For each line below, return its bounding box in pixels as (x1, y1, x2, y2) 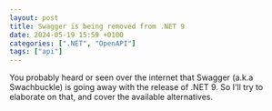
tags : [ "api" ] (9, 47, 64, 56)
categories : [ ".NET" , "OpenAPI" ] (9, 38, 136, 48)
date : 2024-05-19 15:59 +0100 (9, 30, 125, 39)
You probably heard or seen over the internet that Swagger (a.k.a (9, 72, 254, 83)
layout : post (9, 13, 59, 23)
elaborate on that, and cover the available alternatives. (9, 92, 214, 103)
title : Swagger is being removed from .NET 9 (9, 22, 185, 31)
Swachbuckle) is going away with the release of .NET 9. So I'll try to (9, 82, 264, 93)
